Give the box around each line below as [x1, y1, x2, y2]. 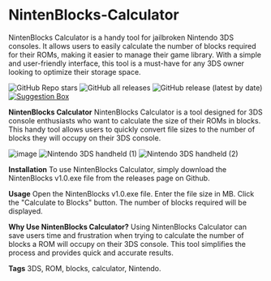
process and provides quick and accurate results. [8, 248, 174, 257]
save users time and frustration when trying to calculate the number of [8, 230, 245, 240]
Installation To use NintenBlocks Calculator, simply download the [8, 164, 227, 174]
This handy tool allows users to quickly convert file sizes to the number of [8, 124, 256, 134]
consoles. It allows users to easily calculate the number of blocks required [8, 41, 257, 50]
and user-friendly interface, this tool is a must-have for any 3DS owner [8, 58, 245, 68]
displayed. [8, 205, 43, 216]
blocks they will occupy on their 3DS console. [8, 132, 161, 143]
